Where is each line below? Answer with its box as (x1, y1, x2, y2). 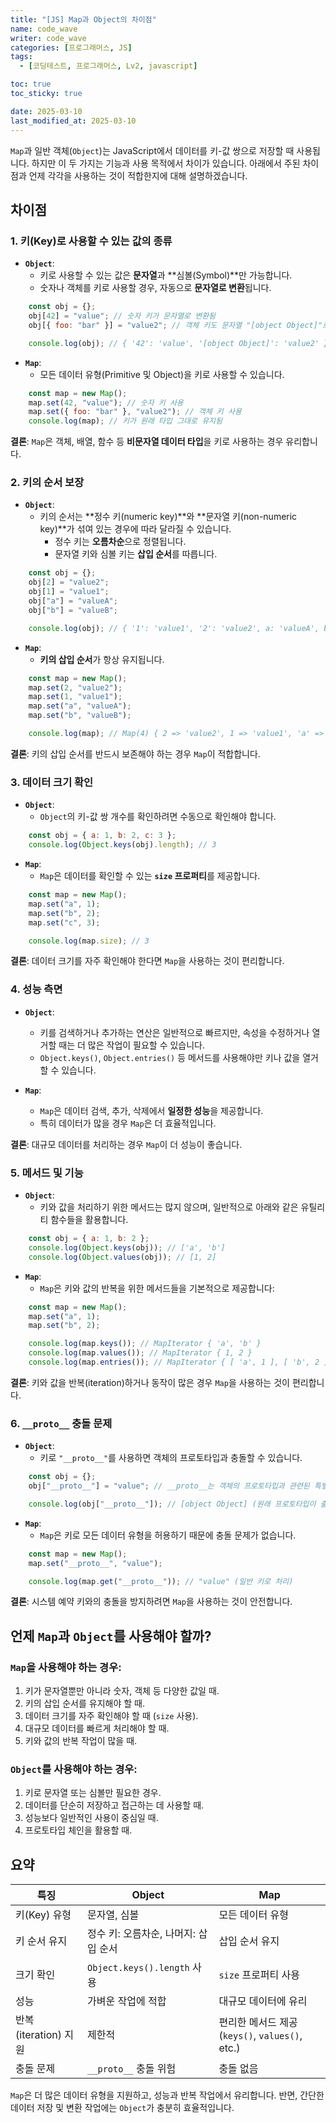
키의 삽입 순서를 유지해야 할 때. (24, 1697, 145, 1710)
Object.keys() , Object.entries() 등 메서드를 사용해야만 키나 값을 (39, 1051, 301, 1063)
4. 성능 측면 (10, 982, 63, 996)
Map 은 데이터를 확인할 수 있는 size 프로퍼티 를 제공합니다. (39, 870, 261, 882)
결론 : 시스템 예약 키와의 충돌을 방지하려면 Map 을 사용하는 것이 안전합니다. (10, 1596, 293, 1608)
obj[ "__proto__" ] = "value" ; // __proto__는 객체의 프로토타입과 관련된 (28, 1481, 310, 1491)
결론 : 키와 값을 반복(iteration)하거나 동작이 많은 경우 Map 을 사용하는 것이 (10, 1376, 290, 1388)
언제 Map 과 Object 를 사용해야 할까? (10, 1627, 212, 1645)
